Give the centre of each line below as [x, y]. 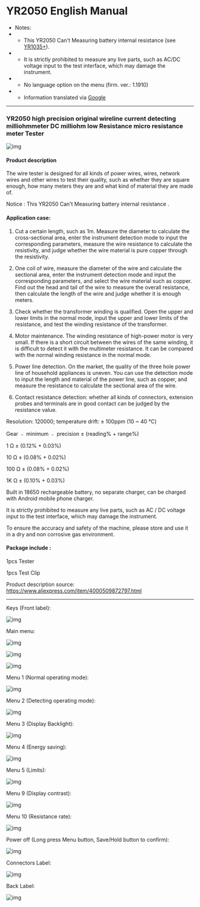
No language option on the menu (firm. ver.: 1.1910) [86, 84]
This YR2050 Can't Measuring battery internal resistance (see [100, 40]
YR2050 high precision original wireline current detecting [91, 118]
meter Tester [25, 133]
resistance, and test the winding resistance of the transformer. [91, 324]
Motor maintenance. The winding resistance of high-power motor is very [104, 335]
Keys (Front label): [29, 607]
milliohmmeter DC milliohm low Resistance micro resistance [95, 126]
